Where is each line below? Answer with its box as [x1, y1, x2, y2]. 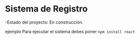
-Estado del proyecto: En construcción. [5, 19, 84, 25]
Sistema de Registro [5, 3, 88, 14]
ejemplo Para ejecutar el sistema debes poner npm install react [5, 28, 135, 34]
